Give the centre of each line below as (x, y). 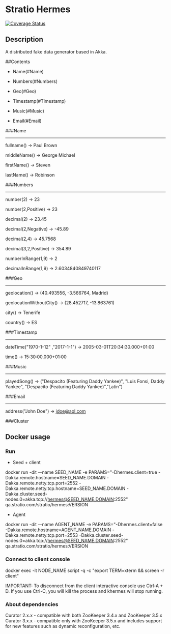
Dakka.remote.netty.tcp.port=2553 (42, 535)
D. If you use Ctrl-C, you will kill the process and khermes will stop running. (84, 591)
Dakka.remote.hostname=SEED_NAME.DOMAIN (55, 478)
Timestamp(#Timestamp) (39, 101)
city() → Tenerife (23, 312)
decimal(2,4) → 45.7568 (31, 239)
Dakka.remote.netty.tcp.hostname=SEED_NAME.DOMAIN (65, 488)
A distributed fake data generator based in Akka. (56, 51)
